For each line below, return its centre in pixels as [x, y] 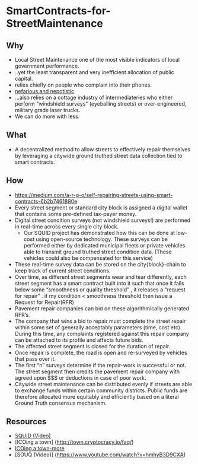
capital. [24, 79]
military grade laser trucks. [47, 110]
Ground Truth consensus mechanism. [60, 403]
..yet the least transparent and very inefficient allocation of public [94, 72]
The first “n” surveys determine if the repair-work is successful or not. [100, 365]
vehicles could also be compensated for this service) [88, 258]
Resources [26, 422]
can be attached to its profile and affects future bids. [79, 340]
